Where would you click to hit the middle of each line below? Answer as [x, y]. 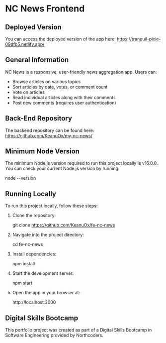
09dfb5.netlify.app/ [25, 44]
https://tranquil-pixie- [139, 39]
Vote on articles [28, 92]
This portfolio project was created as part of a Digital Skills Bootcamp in [79, 330]
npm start [22, 283]
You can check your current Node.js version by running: [62, 169]
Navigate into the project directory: [48, 235]
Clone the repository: [34, 216]
